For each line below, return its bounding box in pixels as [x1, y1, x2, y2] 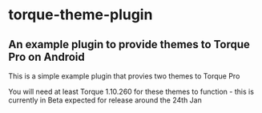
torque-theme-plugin [8, 6, 153, 24]
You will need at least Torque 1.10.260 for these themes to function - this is [8, 87, 255, 96]
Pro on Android [8, 50, 86, 63]
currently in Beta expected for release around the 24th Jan [8, 95, 202, 105]
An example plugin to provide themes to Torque [8, 38, 251, 51]
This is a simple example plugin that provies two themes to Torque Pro [8, 71, 240, 81]
